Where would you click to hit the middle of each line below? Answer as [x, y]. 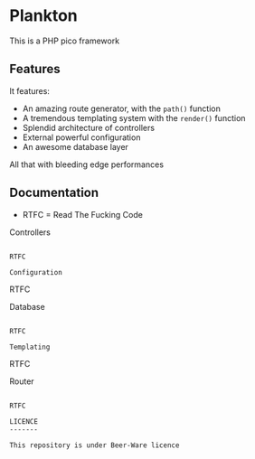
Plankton [44, 16]
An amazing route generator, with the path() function [122, 108]
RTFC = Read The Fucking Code [82, 214]
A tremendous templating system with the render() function [134, 117]
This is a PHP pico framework [65, 41]
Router [22, 381]
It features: [29, 90]
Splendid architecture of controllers [89, 127]
